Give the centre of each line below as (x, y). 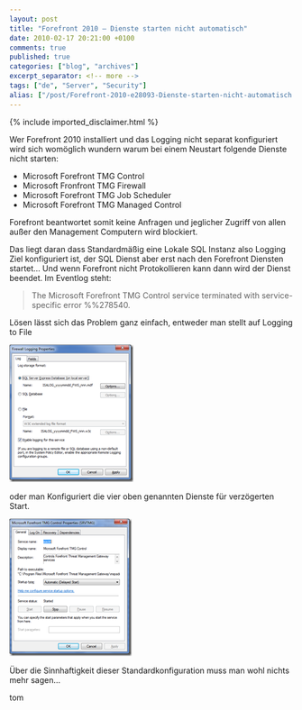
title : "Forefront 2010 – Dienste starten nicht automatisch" (128, 28)
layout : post (34, 19)
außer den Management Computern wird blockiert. (104, 232)
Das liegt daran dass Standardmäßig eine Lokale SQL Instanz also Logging (148, 249)
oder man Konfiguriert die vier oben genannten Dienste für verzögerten (142, 496)
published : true (40, 57)
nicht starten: (34, 159)
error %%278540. (96, 305)
